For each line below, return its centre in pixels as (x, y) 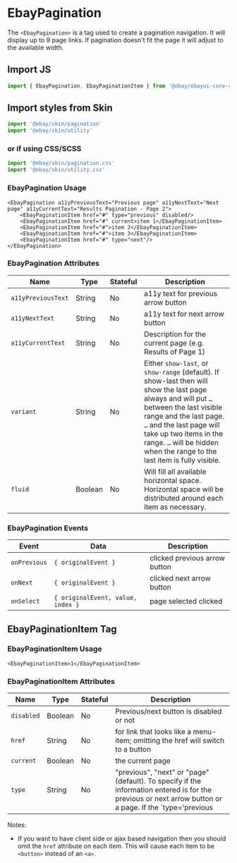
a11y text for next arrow (184, 314)
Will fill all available (175, 472)
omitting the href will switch (179, 740)
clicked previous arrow (187, 558)
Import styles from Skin (60, 108)
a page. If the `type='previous (164, 807)
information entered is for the (164, 790)
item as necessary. (175, 507)
